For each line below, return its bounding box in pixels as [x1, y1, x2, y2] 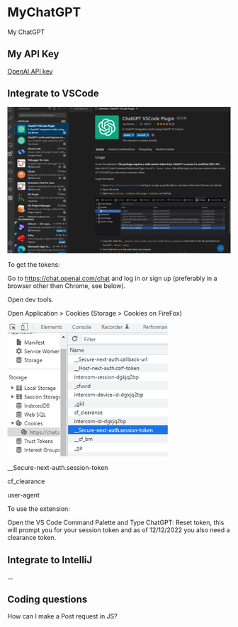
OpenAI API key [7, 67, 53, 75]
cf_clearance [7, 477, 45, 485]
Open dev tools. [7, 295, 54, 304]
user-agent [7, 491, 40, 500]
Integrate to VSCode [7, 88, 99, 100]
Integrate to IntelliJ [7, 553, 93, 566]
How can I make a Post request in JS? [7, 611, 118, 620]
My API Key [7, 48, 59, 60]
